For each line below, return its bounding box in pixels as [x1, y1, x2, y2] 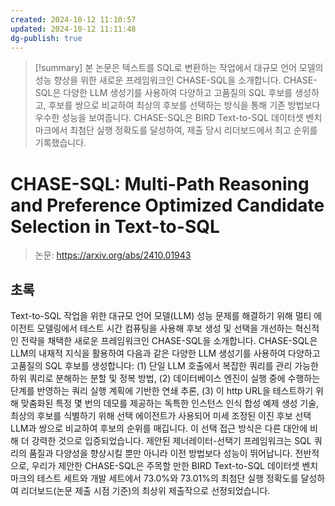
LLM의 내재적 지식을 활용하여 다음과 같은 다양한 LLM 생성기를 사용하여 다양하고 [10, 347, 321, 360]
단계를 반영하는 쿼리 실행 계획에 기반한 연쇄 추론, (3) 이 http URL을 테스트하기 [10, 385, 314, 397]
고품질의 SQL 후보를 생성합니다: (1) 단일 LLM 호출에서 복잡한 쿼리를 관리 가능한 [10, 360, 319, 372]
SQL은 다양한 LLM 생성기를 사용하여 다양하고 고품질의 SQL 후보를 [34, 87, 293, 99]
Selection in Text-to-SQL [10, 215, 220, 238]
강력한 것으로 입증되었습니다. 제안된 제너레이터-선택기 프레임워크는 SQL [31, 435, 312, 447]
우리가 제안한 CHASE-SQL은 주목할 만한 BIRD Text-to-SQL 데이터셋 [31, 460, 300, 472]
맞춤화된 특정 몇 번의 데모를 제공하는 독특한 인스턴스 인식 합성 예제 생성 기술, [20, 397, 320, 410]
